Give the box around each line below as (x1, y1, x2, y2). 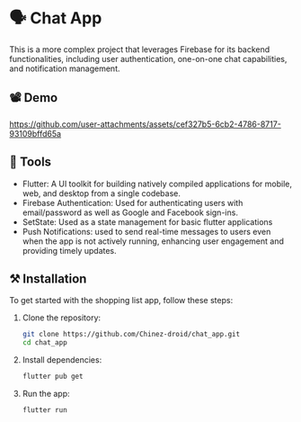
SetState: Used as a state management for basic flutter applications (22, 216, 273, 227)
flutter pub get (22, 372, 84, 382)
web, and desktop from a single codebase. (22, 187, 181, 199)
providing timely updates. (22, 245, 117, 256)
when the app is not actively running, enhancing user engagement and (22, 236, 285, 247)
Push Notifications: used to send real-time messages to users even (22, 226, 271, 237)
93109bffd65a (9, 128, 61, 139)
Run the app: (22, 389, 70, 399)
